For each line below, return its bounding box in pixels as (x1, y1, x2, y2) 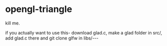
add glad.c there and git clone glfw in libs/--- (5, 35, 99, 41)
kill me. (5, 20, 20, 26)
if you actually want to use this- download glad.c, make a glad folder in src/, (5, 29, 162, 35)
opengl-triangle (5, 3, 72, 15)
